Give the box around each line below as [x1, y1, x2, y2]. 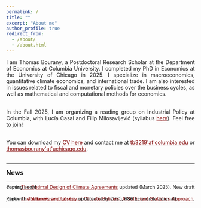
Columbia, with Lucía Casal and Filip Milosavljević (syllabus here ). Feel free [6, 114, 195, 121]
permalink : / [6, 8, 39, 15]
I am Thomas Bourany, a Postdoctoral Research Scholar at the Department [6, 58, 195, 66]
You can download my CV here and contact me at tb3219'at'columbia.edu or [6, 139, 196, 146]
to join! [6, 121, 23, 128]
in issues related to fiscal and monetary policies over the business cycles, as [6, 84, 195, 91]
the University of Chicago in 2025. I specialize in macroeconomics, [6, 71, 195, 78]
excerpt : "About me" [6, 20, 58, 26]
